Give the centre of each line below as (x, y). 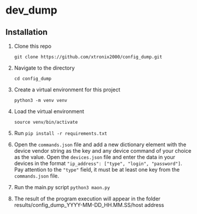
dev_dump (32, 10)
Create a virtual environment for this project (67, 90)
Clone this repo (32, 46)
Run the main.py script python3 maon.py (62, 187)
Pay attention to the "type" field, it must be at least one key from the (97, 169)
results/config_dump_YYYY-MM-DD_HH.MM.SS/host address (89, 205)
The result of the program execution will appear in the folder (87, 199)
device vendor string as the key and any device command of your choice (103, 151)
